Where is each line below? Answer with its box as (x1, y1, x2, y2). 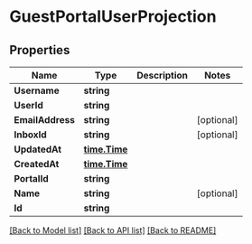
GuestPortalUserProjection (9, 6, 217, 27)
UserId (14, 99, 43, 111)
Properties (9, 42, 70, 58)
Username (14, 84, 61, 97)
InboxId (14, 128, 47, 141)
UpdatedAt (14, 143, 61, 155)
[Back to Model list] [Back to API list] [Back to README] (9, 225, 217, 236)
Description (136, 70, 188, 81)
